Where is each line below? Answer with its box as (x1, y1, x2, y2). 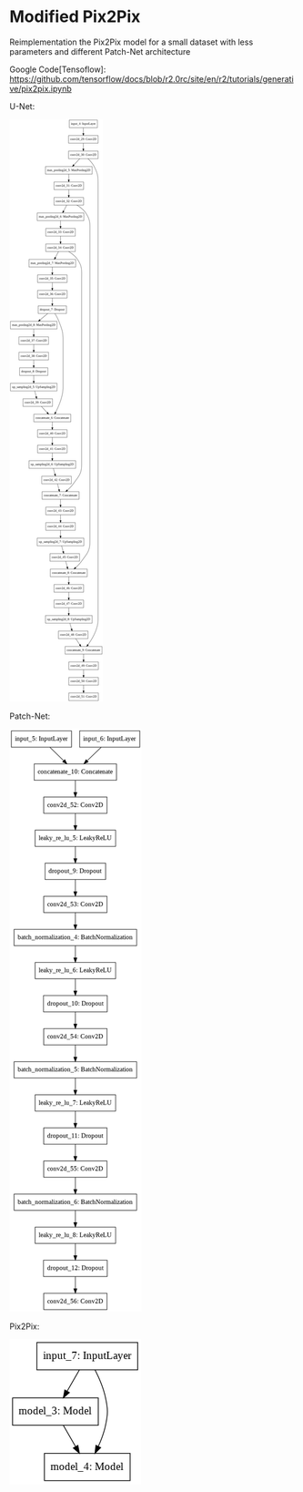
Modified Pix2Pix (9, 6, 141, 27)
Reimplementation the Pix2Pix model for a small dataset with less (9, 36, 254, 47)
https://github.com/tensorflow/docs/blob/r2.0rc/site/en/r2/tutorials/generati (9, 73, 294, 84)
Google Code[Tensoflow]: (9, 64, 106, 75)
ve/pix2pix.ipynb (9, 83, 72, 94)
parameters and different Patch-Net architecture (9, 46, 191, 56)
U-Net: (9, 100, 35, 111)
